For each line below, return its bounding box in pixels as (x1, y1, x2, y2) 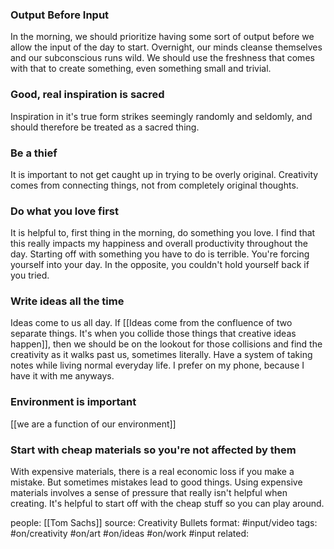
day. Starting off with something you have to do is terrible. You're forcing (10, 248, 310, 260)
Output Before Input (10, 8, 110, 22)
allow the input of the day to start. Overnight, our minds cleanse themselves (10, 41, 323, 53)
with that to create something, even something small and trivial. (10, 63, 272, 75)
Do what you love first (10, 204, 120, 218)
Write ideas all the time (10, 294, 125, 308)
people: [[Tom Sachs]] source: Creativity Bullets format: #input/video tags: (10, 517, 318, 529)
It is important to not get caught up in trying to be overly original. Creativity (10, 168, 319, 180)
